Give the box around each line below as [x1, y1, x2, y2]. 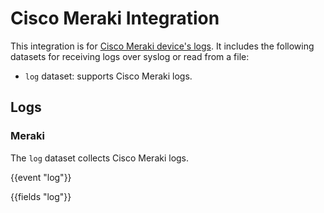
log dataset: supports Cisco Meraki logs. [24, 70, 193, 82]
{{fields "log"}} [10, 190, 72, 202]
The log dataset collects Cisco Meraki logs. [10, 152, 190, 164]
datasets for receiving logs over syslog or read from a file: [10, 50, 250, 62]
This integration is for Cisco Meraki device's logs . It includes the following [10, 40, 315, 52]
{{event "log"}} [10, 171, 72, 183]
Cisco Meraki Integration [10, 7, 220, 30]
